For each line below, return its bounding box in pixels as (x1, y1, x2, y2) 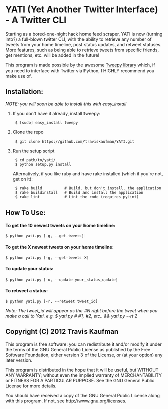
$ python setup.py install (15, 162, 71, 167)
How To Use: (5, 208, 46, 217)
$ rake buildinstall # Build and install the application (15, 190, 144, 195)
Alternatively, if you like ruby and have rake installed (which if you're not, (12, 170, 163, 177)
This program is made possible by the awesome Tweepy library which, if (5, 62, 155, 68)
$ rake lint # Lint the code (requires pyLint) (15, 194, 139, 199)
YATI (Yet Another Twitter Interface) (5, 4, 158, 15)
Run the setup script (12, 148, 55, 154)
